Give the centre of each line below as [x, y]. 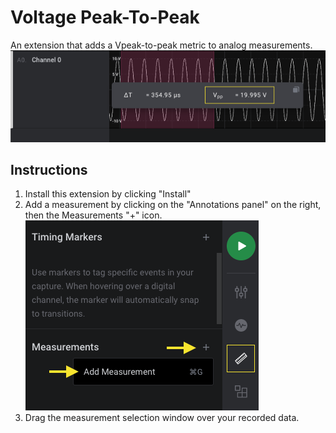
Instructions [49, 169]
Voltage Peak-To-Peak [105, 17]
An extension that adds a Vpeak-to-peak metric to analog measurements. [161, 45]
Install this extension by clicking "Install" [108, 194]
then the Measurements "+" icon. [93, 215]
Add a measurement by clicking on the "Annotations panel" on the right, [173, 205]
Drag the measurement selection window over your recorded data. [162, 418]
